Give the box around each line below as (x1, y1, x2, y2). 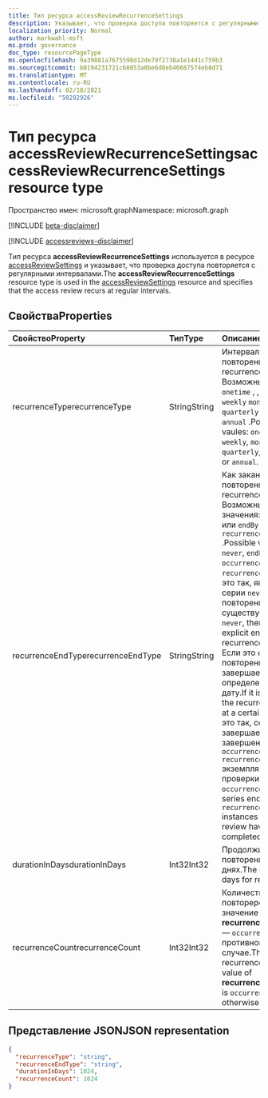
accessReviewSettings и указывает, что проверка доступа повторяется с (8, 261, 256, 270)
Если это (222, 647, 256, 658)
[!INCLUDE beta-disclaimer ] (8, 221, 100, 230)
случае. (222, 947, 252, 958)
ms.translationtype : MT (8, 71, 88, 79)
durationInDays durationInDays (12, 859, 126, 870)
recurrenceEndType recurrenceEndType (12, 650, 162, 661)
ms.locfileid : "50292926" (8, 94, 94, 102)
